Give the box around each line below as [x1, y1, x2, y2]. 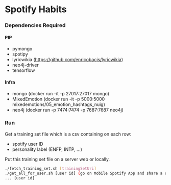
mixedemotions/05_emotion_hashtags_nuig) [12, 101, 106, 108]
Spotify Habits [5, 4, 67, 15]
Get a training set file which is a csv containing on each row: [5, 131, 132, 137]
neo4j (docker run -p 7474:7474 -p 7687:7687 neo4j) [12, 107, 124, 113]
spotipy [12, 51, 29, 57]
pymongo [12, 46, 33, 52]
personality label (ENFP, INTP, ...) [12, 146, 83, 152]
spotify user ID [12, 141, 44, 147]
